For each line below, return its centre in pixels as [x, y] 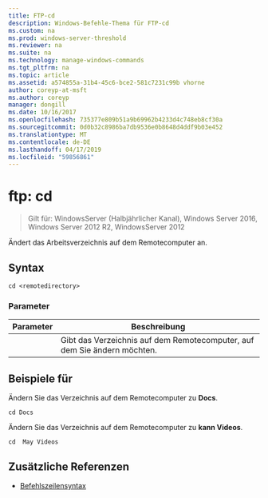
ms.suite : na [30, 53]
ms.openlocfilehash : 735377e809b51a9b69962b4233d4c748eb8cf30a [116, 120]
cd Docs [21, 412]
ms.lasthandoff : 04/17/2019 [55, 149]
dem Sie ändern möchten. [109, 350]
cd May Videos [33, 442]
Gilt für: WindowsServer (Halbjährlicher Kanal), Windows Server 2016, [142, 219]
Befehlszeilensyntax [53, 485]
